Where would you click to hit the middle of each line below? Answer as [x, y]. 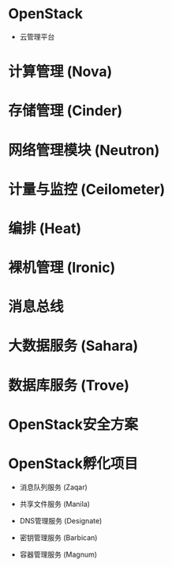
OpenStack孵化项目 [73, 463]
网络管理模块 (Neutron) [84, 150]
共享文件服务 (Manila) [55, 504]
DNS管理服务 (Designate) [61, 520]
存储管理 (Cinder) [65, 111]
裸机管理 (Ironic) [62, 268]
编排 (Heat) [45, 228]
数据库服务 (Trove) [69, 385]
